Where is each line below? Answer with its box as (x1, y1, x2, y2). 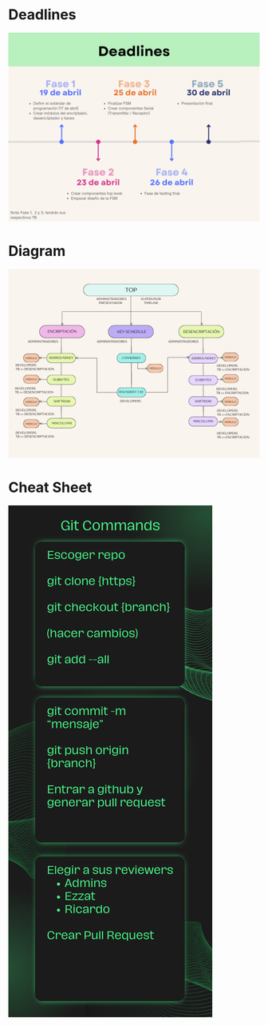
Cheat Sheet (8, 478, 93, 497)
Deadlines (8, 6, 77, 24)
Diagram (8, 242, 66, 261)
